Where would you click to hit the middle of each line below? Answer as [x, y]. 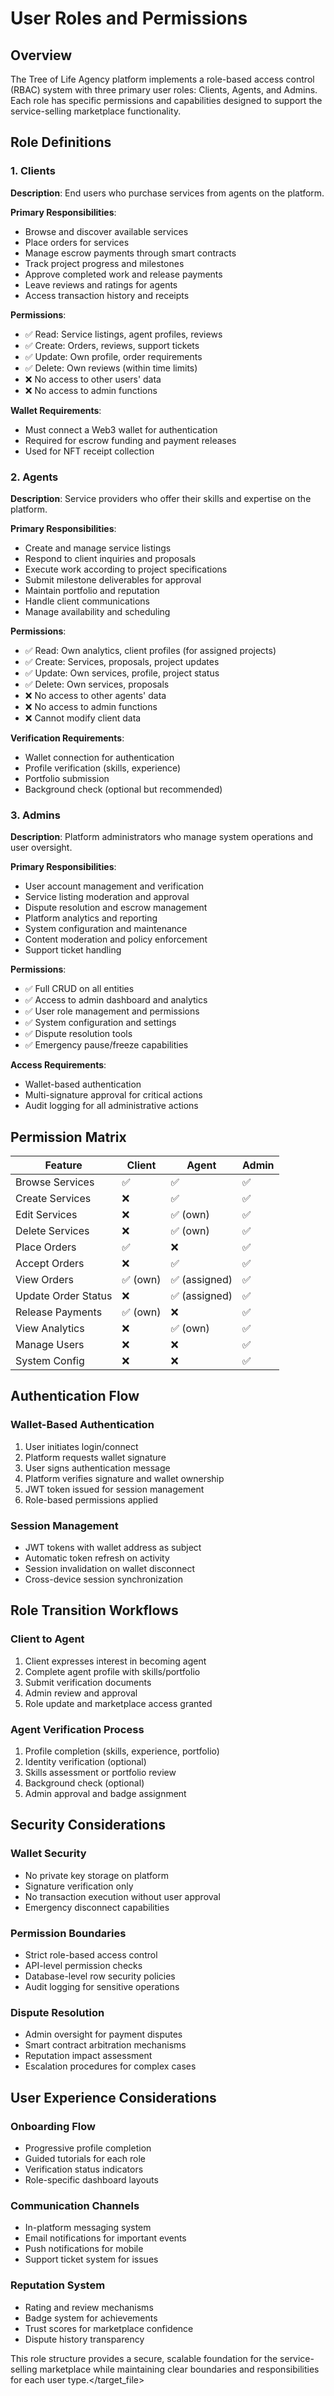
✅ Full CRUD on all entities [79, 989]
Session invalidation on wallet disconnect [110, 1569]
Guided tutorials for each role [85, 2159]
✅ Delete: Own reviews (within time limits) [111, 368]
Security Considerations [88, 1825]
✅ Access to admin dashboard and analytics [116, 1000]
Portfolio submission [67, 778]
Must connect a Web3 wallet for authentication [121, 429]
